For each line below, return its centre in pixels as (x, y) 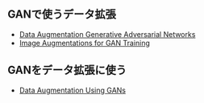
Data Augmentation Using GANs (73, 90)
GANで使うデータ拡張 (62, 14)
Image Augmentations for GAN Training (84, 43)
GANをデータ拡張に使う (67, 70)
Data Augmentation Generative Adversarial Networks (107, 34)
